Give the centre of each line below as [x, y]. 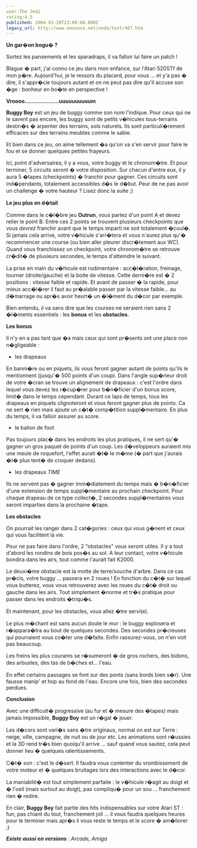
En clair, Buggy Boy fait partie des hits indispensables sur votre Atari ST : [95, 808]
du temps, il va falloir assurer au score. [53, 416]
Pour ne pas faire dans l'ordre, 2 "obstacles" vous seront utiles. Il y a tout [95, 547]
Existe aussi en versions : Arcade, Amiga [57, 839]
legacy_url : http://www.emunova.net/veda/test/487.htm [75, 28]
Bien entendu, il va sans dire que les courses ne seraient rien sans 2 [89, 308]
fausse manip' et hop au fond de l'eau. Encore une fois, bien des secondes [97, 682]
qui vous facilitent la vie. [35, 535]
